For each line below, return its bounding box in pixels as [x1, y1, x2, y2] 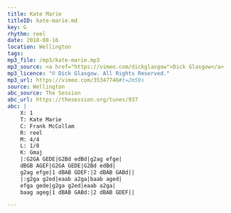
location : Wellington [7, 43, 72, 50]
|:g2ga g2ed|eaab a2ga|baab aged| [20, 175, 122, 182]
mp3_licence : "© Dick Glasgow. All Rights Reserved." [7, 70, 171, 77]
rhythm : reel [7, 30, 46, 38]
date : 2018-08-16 [7, 37, 59, 44]
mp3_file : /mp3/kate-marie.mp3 [7, 57, 100, 64]
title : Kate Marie [7, 10, 62, 18]
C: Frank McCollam [20, 122, 75, 130]
